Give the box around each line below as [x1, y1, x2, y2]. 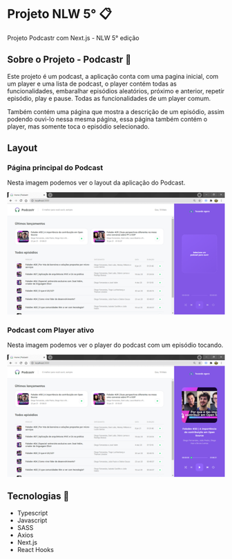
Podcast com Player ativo [7, 325, 95, 334]
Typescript [17, 509, 48, 517]
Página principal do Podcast [7, 163, 104, 173]
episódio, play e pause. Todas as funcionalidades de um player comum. [7, 94, 211, 102]
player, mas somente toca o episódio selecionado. [7, 122, 150, 131]
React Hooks [17, 545, 54, 553]
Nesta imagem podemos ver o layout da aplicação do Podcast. [7, 178, 186, 187]
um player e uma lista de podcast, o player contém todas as [7, 79, 177, 88]
